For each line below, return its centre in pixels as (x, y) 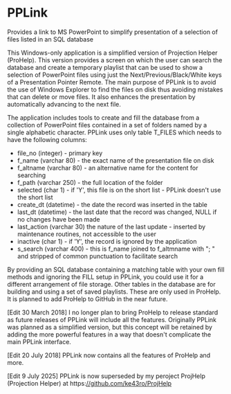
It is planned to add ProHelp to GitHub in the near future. (87, 298)
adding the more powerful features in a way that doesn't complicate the (109, 334)
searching (31, 175)
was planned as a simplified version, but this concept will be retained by (110, 327)
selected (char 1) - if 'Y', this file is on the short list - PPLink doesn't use (119, 190)
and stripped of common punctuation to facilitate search (98, 256)
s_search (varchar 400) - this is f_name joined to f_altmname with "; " (116, 249)
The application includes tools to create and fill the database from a (103, 117)
